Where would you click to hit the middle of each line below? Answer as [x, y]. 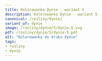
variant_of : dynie [24, 23]
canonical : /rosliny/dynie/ [34, 19]
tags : [11, 42]
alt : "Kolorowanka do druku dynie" [41, 37]
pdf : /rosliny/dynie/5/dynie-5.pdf [41, 32]
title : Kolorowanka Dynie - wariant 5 [45, 10]
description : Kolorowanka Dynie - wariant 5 [51, 14]
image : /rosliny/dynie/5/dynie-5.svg [44, 28]
